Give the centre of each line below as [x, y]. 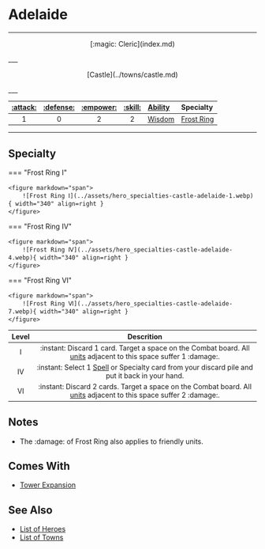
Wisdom [161, 119]
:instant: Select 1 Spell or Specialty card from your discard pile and [145, 367]
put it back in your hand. [145, 376]
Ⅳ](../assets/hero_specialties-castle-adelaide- [150, 250]
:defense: [59, 108]
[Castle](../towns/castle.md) [132, 74]
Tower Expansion [48, 485]
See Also [30, 510]
